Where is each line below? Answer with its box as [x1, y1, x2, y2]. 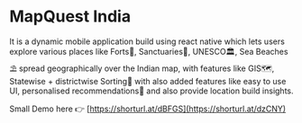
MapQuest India [9, 6, 132, 27]
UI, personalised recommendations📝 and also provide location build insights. [9, 85, 294, 96]
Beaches [255, 46, 288, 57]
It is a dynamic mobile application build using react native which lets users [9, 36, 286, 47]
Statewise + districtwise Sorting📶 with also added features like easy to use [9, 75, 287, 86]
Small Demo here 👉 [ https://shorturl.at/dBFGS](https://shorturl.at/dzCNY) [9, 103, 287, 114]
